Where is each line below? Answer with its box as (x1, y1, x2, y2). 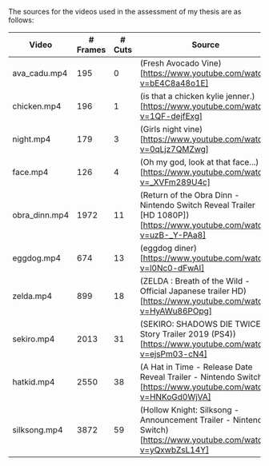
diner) (174, 243, 198, 253)
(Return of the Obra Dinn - (139, 189, 240, 201)
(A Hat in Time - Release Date (139, 361, 253, 372)
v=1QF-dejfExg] (139, 111, 203, 121)
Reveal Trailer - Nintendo (139, 372, 235, 382)
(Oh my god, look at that (139, 157, 231, 167)
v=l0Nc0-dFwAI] (139, 263, 205, 273)
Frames (76, 44, 106, 55)
